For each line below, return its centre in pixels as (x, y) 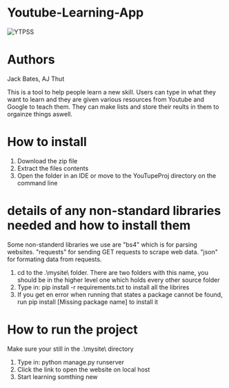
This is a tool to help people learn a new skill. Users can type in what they (111, 92)
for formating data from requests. (54, 259)
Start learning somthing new (57, 376)
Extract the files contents (53, 168)
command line (37, 183)
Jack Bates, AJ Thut (36, 79)
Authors (31, 60)
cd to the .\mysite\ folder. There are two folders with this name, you (113, 272)
